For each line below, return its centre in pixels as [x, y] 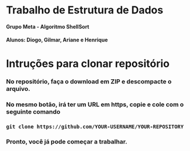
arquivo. [18, 89]
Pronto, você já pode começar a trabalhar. [67, 142]
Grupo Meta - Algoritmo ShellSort [48, 26]
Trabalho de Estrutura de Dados [85, 10]
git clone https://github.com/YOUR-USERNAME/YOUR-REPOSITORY [95, 127]
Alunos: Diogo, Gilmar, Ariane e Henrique [57, 40]
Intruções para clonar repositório [88, 63]
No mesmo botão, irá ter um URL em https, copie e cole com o [95, 104]
